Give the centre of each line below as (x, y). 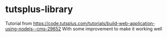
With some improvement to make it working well (112, 28)
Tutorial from (18, 23)
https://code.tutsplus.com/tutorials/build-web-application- (94, 23)
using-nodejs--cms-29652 (33, 28)
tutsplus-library (39, 9)
